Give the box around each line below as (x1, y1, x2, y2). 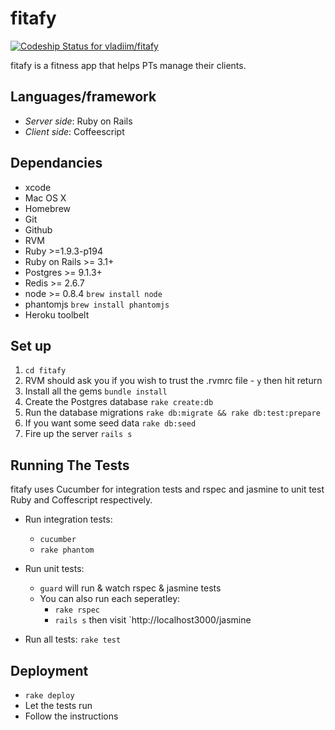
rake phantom (39, 545, 95, 556)
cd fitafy (24, 366, 67, 376)
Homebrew (24, 202, 71, 214)
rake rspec (54, 605, 100, 616)
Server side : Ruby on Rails (24, 115, 133, 127)
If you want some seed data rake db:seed (24, 417, 197, 429)
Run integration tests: (24, 513, 113, 526)
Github (24, 223, 53, 236)
